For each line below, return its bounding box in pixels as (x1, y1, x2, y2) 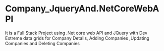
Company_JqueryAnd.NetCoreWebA (5, 3, 160, 14)
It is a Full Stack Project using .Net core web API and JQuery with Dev (5, 30, 148, 36)
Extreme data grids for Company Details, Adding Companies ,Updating (5, 35, 150, 41)
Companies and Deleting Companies (5, 40, 80, 46)
